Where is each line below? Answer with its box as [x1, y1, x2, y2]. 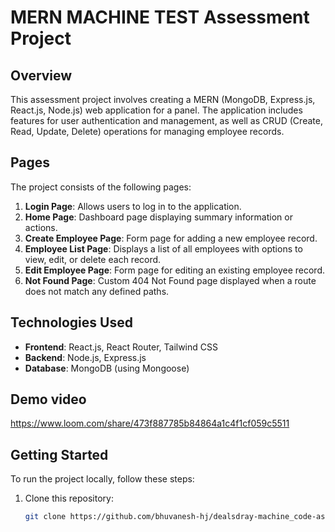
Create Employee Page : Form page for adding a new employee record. [24, 232, 318, 244]
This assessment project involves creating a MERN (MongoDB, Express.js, [10, 94, 316, 105]
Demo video [10, 391, 87, 408]
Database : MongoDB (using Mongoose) [24, 362, 190, 374]
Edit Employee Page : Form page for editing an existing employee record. [24, 264, 325, 276]
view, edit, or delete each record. [24, 253, 162, 265]
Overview [10, 67, 73, 84]
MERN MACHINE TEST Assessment [10, 6, 310, 29]
